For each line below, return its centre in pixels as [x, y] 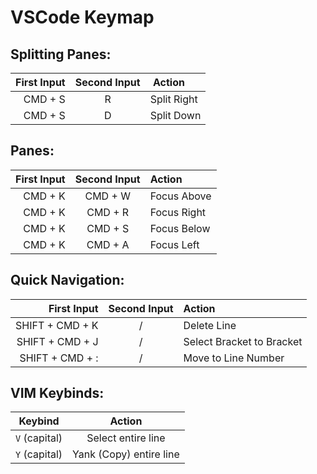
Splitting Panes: [61, 54]
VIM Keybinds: [57, 393]
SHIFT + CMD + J [57, 341]
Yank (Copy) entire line [126, 454]
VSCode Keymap [82, 17]
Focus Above [180, 196]
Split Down [175, 115]
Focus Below [180, 228]
